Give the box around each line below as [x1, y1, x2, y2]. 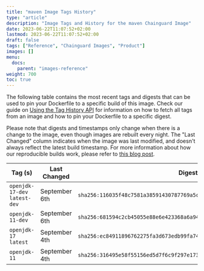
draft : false [6, 37, 39, 43]
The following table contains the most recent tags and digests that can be [6, 94, 191, 101]
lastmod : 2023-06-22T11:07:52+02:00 [6, 32, 99, 38]
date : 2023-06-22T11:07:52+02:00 [6, 26, 91, 32]
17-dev [9, 189, 29, 196]
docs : [12, 60, 26, 66]
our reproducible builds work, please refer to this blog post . [6, 150, 155, 158]
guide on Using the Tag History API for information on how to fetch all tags [6, 106, 192, 114]
